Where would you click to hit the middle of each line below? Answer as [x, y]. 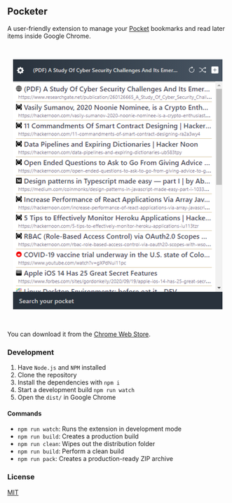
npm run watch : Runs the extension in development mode [100, 429]
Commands [25, 413]
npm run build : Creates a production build [78, 436]
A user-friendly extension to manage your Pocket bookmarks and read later [116, 28]
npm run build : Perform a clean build [70, 451]
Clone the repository [47, 375]
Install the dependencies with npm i [69, 382]
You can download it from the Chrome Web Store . [79, 334]
